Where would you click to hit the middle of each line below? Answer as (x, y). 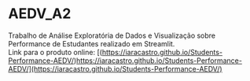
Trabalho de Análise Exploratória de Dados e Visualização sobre (112, 35)
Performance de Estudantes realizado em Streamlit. (92, 43)
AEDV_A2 (40, 14)
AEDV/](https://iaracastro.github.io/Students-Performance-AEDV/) (115, 68)
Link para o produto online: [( (55, 52)
